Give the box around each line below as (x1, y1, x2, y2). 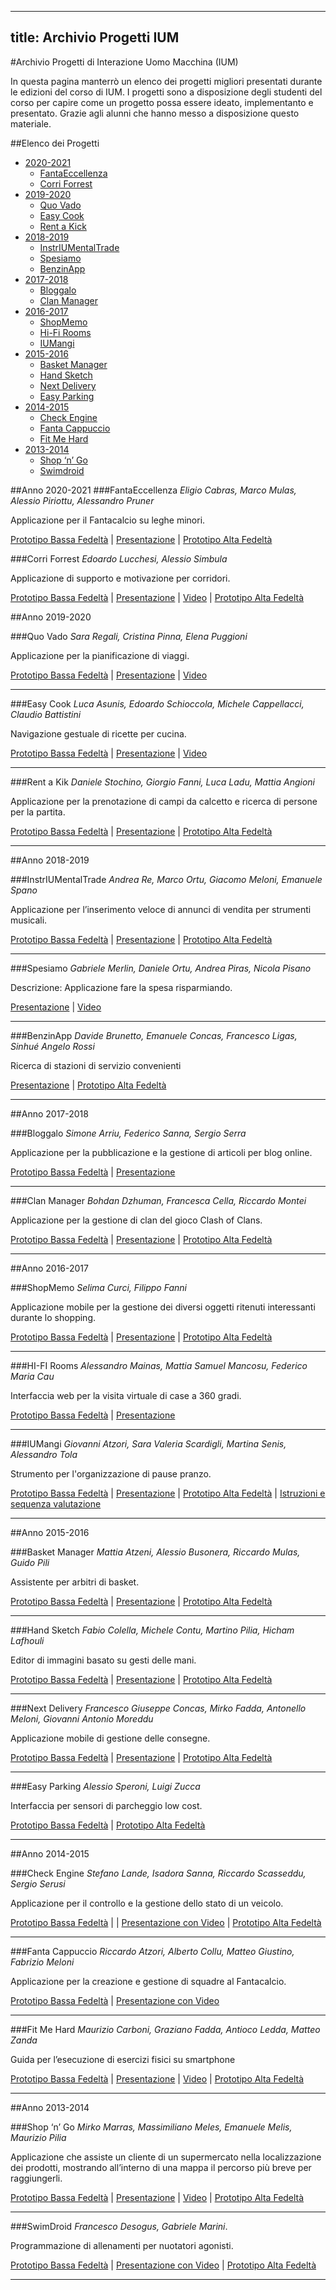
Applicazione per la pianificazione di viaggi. (10, 649, 190, 661)
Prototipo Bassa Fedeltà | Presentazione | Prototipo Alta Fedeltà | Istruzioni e (10, 1487, 326, 1499)
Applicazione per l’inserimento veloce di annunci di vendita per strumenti (10, 903, 312, 915)
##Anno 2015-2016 (10, 1526, 90, 1538)
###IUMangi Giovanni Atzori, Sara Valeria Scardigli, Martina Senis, (10, 1437, 287, 1450)
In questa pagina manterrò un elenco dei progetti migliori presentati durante (10, 75, 323, 87)
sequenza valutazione (10, 1497, 102, 1510)
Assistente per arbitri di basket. (10, 1576, 140, 1588)
